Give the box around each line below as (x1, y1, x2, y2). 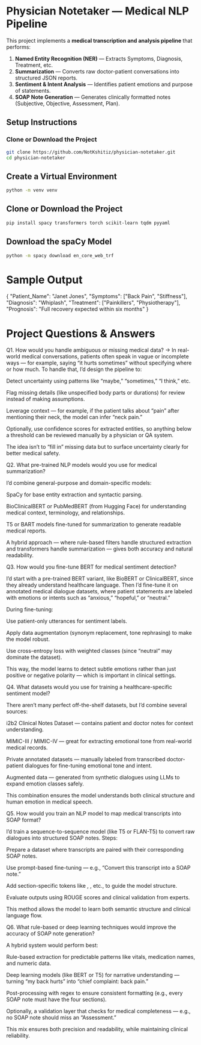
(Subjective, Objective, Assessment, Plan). (14, 99, 120, 107)
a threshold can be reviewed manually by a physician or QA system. (6, 432, 174, 439)
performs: (6, 43, 31, 51)
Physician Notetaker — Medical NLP (6, 4, 189, 18)
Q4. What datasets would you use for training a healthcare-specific (6, 684, 173, 691)
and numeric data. (6, 959, 52, 967)
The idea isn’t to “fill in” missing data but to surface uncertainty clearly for (6, 443, 189, 451)
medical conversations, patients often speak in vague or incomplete (21, 353, 189, 360)
